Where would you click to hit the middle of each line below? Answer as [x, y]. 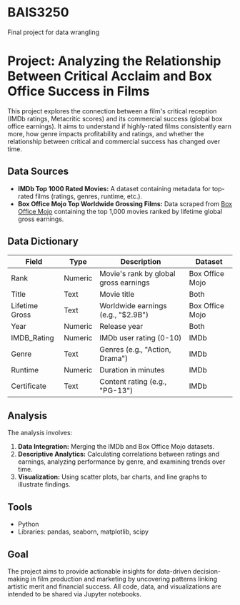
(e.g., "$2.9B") [124, 315]
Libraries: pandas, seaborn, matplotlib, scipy [83, 532]
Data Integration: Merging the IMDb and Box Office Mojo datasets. [116, 447]
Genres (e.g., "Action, [135, 349]
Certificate [29, 386]
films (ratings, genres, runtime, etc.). [89, 196]
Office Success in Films [79, 92]
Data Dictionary [43, 242]
